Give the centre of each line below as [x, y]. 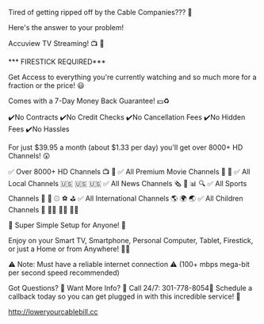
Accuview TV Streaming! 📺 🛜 [56, 43]
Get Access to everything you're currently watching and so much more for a [132, 77]
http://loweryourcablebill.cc [53, 312]
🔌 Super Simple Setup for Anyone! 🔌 [67, 225]
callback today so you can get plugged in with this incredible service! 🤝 [124, 296]
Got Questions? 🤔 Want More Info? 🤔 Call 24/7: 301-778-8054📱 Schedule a [130, 288]
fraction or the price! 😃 [46, 86]
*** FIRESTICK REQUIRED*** [57, 62]
